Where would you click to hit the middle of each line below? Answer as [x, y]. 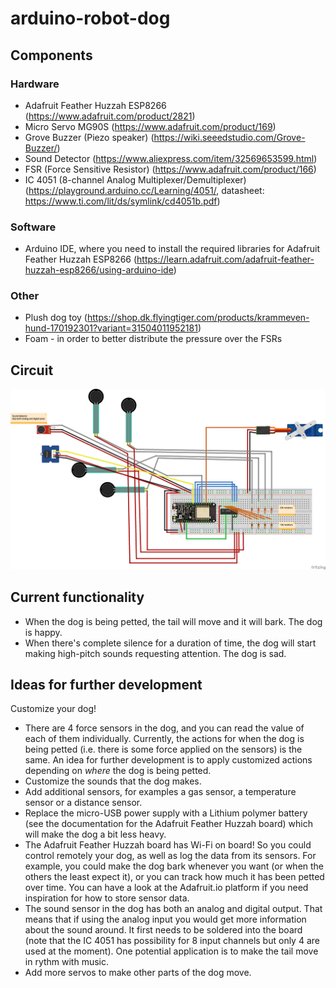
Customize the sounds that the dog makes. [113, 781]
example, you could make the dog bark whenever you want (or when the [174, 866]
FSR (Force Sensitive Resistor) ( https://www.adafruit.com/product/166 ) [170, 169]
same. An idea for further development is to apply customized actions [168, 760]
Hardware [35, 84]
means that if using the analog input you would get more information [165, 919]
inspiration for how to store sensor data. [107, 898]
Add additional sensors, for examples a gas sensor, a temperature [160, 792]
